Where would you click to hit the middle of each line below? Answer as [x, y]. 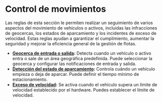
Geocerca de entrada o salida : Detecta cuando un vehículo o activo [82, 53]
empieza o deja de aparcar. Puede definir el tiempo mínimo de [76, 74]
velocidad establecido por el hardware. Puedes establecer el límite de [83, 90]
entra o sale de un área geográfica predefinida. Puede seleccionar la [82, 58]
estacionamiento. [30, 79]
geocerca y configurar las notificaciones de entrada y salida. [74, 64]
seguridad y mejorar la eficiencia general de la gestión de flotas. [71, 43]
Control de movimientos [56, 9]
